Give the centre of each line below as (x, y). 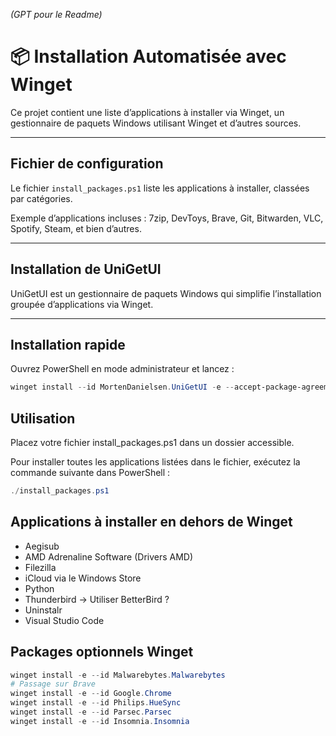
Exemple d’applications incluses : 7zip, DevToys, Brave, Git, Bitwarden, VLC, (167, 218)
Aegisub (42, 546)
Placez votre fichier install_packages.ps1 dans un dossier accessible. (152, 443)
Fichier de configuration (87, 164)
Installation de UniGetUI (86, 269)
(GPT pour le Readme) (56, 14)
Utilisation (43, 418)
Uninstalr (43, 610)
